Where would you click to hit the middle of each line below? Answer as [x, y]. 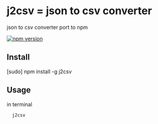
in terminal [19, 104]
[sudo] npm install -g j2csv [39, 71]
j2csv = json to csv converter [79, 11]
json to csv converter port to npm [47, 27]
